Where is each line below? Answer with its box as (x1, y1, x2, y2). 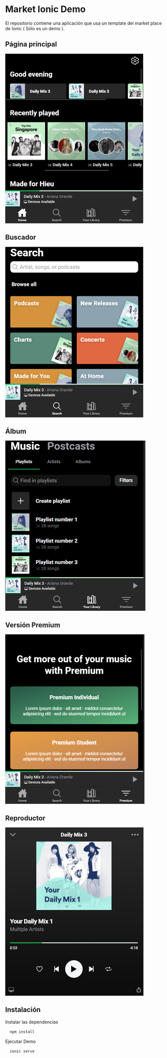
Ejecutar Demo (5, 1038, 36, 1044)
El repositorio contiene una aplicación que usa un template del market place (5, 20, 162, 26)
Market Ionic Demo (5, 4, 86, 15)
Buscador (5, 233, 37, 242)
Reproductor (5, 814, 46, 822)
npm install (10, 1029, 35, 1034)
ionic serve (10, 1048, 35, 1053)
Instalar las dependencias (5, 1019, 59, 1025)
